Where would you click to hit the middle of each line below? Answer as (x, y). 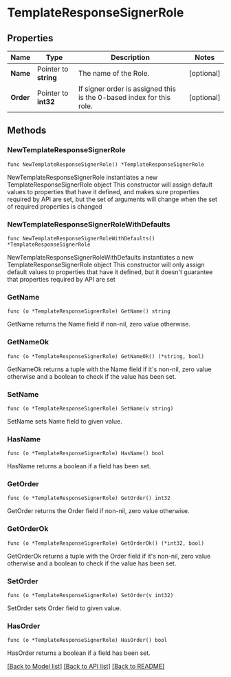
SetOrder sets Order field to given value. (64, 608)
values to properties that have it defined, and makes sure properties (103, 191)
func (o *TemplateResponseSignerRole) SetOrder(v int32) (90, 596)
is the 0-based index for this (124, 97)
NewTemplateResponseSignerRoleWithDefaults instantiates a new (100, 257)
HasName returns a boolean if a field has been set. (79, 466)
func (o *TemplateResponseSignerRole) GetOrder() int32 (89, 498)
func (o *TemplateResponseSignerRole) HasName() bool (86, 454)
